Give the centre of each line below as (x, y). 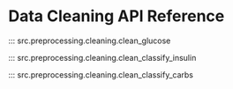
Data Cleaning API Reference (116, 16)
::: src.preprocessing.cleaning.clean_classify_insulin (102, 57)
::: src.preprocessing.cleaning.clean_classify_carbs (101, 74)
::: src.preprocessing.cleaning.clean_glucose (90, 41)
